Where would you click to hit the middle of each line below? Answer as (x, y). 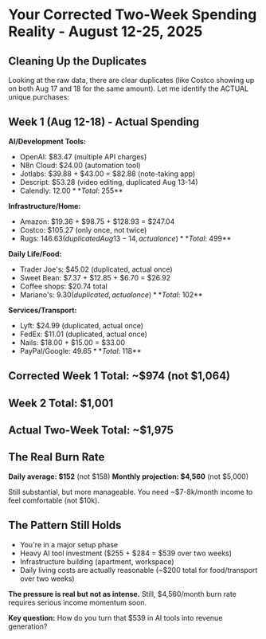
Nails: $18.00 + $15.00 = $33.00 (72, 342)
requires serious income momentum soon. (78, 602)
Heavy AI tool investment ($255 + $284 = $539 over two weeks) (126, 553)
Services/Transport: (43, 310)
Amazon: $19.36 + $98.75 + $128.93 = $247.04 (97, 221)
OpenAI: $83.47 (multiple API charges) (83, 156)
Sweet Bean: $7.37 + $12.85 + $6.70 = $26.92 (95, 277)
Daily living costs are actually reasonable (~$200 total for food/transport (139, 570)
